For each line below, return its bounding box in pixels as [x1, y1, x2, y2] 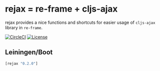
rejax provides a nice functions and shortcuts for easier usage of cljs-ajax [5, 19, 156, 25]
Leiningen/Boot [5, 48, 53, 56]
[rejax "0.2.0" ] [5, 61, 38, 66]
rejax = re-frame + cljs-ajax [5, 3, 118, 15]
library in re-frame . [5, 24, 43, 30]
